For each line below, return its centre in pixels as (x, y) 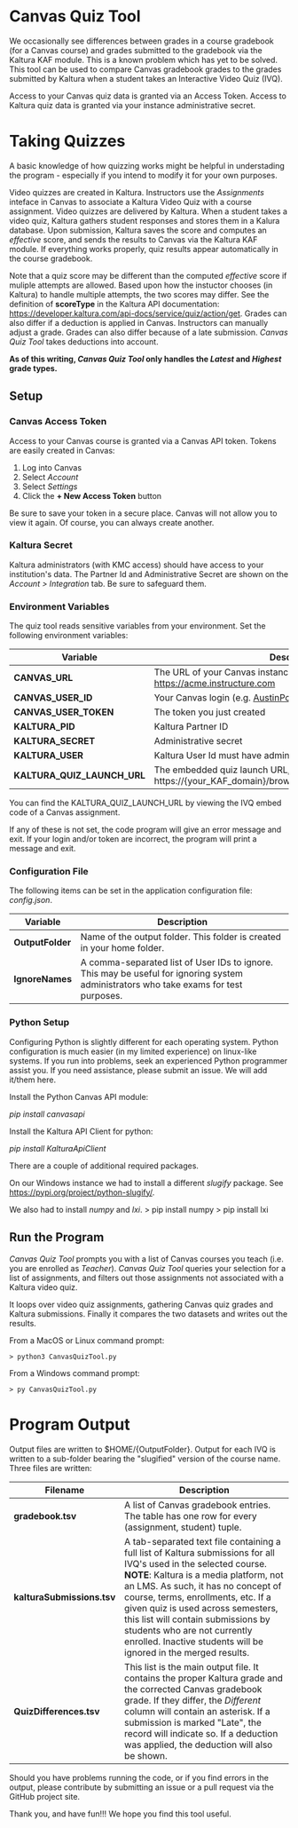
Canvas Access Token (58, 422)
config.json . (31, 900)
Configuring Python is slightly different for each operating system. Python (144, 1041)
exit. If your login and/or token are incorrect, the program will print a (133, 839)
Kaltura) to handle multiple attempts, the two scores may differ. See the (139, 294)
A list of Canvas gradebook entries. (197, 1505)
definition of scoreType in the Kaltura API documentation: (114, 304)
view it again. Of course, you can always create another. (112, 522)
